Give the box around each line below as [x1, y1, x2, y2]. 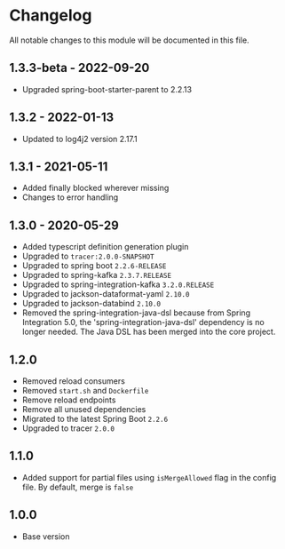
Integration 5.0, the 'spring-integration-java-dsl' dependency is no [21, 317, 265, 328]
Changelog [9, 5, 92, 26]
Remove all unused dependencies [21, 404, 146, 414]
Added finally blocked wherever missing [21, 183, 170, 194]
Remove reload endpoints [21, 394, 116, 405]
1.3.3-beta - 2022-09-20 [9, 60, 150, 76]
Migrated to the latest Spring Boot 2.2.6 [21, 414, 169, 424]
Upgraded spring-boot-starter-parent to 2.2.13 [21, 84, 193, 94]
